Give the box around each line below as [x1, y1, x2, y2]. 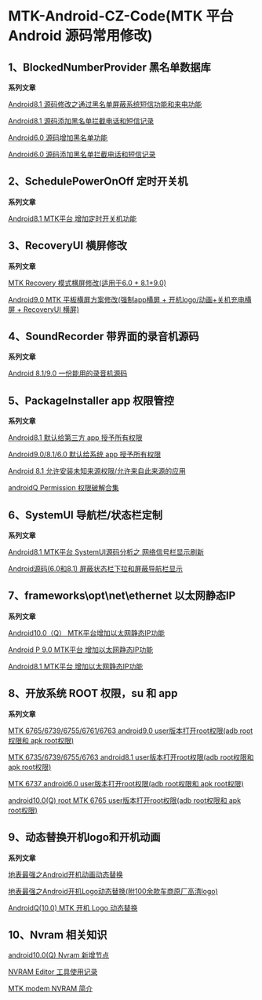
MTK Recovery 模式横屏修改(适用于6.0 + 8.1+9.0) [8, 278, 167, 288]
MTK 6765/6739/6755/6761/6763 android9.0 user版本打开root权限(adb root [8, 726, 253, 735]
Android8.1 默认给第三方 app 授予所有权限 [8, 433, 143, 442]
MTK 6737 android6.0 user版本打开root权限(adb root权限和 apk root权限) [8, 778, 245, 788]
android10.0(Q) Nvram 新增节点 [8, 951, 110, 960]
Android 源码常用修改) [8, 27, 153, 45]
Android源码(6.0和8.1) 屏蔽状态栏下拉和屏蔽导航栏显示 [8, 564, 183, 573]
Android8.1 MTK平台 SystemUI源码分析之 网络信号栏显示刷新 [8, 548, 204, 557]
